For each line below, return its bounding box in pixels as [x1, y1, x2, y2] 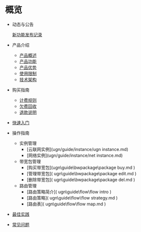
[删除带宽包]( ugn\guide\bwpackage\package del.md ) [26, 177, 135, 182]
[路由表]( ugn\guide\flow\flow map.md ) [26, 201, 106, 207]
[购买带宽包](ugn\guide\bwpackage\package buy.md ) [26, 165, 135, 170]
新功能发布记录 [12, 32, 42, 37]
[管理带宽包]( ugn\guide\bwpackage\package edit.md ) [26, 170, 137, 176]
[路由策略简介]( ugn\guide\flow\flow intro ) [26, 189, 112, 195]
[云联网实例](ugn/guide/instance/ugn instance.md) [26, 146, 129, 152]
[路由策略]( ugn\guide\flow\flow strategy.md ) [26, 195, 118, 200]
